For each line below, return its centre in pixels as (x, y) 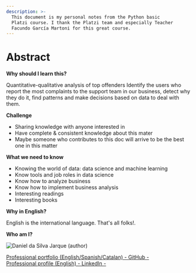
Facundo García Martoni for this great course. (71, 28)
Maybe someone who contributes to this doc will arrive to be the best (99, 139)
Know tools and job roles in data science (64, 175)
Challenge (19, 115)
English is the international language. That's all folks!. (71, 223)
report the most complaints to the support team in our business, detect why (98, 92)
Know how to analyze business (52, 181)
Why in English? (26, 212)
